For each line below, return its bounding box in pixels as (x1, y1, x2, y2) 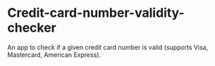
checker (7, 20, 56, 36)
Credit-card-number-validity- (7, 5, 185, 21)
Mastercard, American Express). (7, 51, 101, 59)
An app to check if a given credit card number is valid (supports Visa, (7, 43, 209, 51)
